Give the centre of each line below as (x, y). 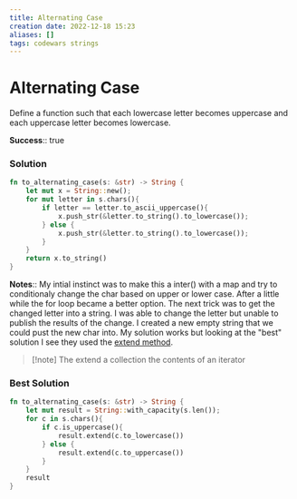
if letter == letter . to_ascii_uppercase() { (125, 208)
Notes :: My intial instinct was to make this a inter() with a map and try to (144, 284)
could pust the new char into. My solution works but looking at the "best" (146, 333)
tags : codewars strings (54, 43)
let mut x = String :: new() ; (78, 191)
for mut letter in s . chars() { (83, 200)
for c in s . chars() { (64, 419)
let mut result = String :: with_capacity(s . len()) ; (123, 411)
